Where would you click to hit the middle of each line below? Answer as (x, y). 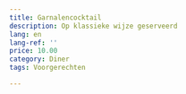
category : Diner (39, 59)
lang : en (25, 34)
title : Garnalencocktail (55, 17)
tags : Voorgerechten (48, 68)
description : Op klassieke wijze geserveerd (93, 26)
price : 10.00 (34, 51)
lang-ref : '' (34, 43)
